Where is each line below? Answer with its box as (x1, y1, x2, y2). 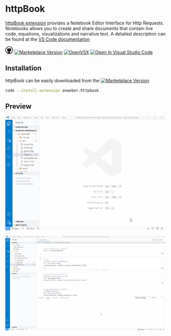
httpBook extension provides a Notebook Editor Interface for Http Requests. (5, 20, 164, 26)
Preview (5, 102, 32, 111)
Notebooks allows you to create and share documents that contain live (5, 25, 153, 31)
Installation (5, 64, 42, 73)
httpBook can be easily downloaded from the (5, 77, 100, 83)
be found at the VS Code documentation (5, 36, 90, 42)
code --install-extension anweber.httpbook (5, 88, 99, 93)
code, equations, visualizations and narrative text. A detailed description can (5, 31, 166, 37)
